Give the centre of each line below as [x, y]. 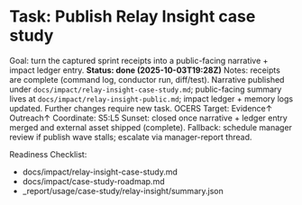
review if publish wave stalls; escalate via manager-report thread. [131, 137]
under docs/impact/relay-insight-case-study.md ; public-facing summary [146, 89]
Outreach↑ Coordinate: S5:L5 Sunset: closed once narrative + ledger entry [149, 118]
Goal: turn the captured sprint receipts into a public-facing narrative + [139, 60]
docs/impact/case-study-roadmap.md [93, 181]
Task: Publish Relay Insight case [133, 17]
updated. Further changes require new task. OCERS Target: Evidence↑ [141, 108]
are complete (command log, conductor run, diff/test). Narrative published [147, 79]
